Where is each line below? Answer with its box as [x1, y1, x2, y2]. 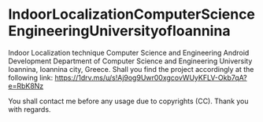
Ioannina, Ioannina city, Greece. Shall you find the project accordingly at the [8, 64, 254, 74]
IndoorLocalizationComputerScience [8, 5, 256, 23]
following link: [8, 73, 54, 82]
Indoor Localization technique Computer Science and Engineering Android [8, 48, 250, 57]
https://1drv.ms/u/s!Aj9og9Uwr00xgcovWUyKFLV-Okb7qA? [54, 73, 247, 82]
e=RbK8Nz [8, 81, 44, 91]
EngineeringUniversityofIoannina [8, 22, 231, 40]
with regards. [8, 104, 51, 114]
